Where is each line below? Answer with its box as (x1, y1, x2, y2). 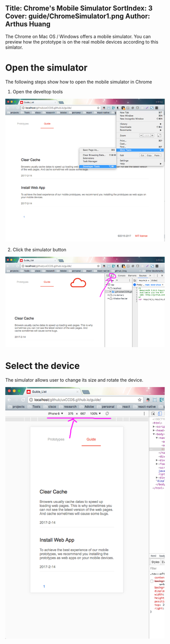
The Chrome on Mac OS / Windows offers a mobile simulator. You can (5, 33, 151, 40)
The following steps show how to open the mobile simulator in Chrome (5, 79, 152, 85)
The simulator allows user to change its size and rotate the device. (5, 377, 144, 383)
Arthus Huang (5, 20, 51, 28)
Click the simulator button (12, 247, 67, 253)
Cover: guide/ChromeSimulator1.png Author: (5, 12, 150, 21)
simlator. (5, 44, 23, 50)
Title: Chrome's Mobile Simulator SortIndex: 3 (5, 4, 153, 13)
